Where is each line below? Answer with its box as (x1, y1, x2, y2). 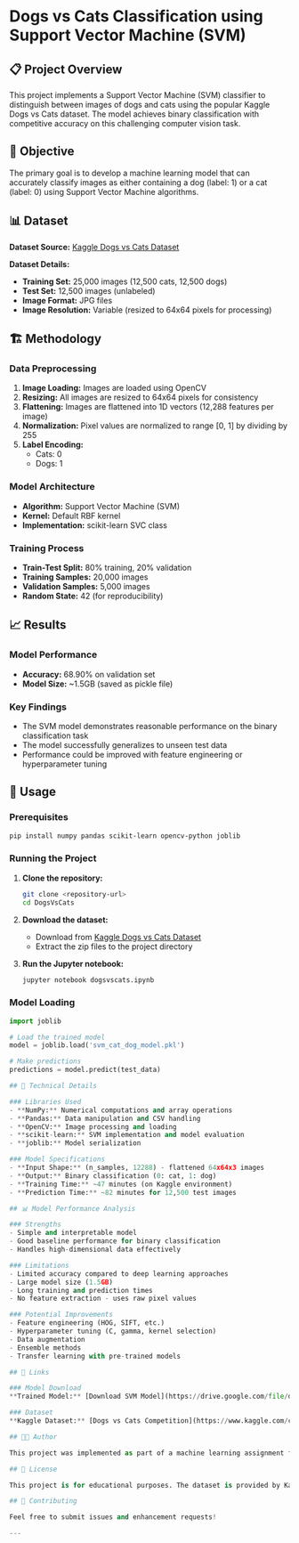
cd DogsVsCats (21, 897, 75, 907)
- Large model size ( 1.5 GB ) (9, 1278, 114, 1287)
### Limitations (9, 1261, 69, 1270)
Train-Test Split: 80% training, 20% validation (21, 562, 192, 573)
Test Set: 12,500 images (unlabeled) (21, 285, 156, 296)
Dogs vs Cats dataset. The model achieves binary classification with (9, 109, 260, 119)
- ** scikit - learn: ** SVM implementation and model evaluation (9, 1131, 245, 1140)
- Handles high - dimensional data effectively (9, 1245, 181, 1255)
